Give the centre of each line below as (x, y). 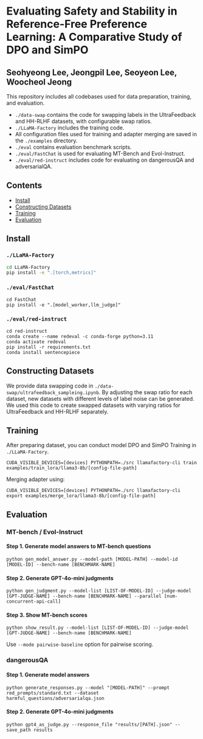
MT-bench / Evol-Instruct (45, 532)
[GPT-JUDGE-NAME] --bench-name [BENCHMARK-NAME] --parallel (84, 596)
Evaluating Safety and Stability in (92, 11)
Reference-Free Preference (77, 24)
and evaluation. (26, 103)
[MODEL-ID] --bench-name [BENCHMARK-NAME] (61, 564)
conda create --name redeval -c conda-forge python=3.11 (80, 336)
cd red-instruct (27, 331)
